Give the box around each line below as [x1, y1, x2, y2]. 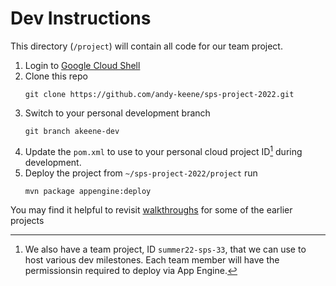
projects [10, 214, 45, 226]
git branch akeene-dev [24, 126, 120, 136]
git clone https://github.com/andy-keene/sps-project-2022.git [24, 89, 295, 99]
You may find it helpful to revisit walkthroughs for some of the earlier [10, 203, 293, 216]
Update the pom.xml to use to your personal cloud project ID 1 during [24, 143, 303, 157]
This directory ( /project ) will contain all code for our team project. [10, 40, 283, 52]
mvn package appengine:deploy [24, 186, 152, 196]
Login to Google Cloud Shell [24, 59, 141, 71]
